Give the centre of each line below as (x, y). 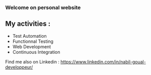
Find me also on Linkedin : (32, 61)
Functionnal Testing (33, 41)
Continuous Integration (36, 52)
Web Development (32, 46)
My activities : (28, 24)
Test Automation (29, 36)
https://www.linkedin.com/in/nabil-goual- (103, 61)
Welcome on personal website (43, 8)
